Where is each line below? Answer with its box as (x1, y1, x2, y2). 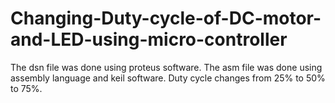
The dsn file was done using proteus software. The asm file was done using (10, 61, 323, 73)
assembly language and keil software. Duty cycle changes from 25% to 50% (10, 72, 326, 84)
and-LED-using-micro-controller (10, 28, 288, 51)
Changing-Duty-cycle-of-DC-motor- (10, 7, 322, 30)
